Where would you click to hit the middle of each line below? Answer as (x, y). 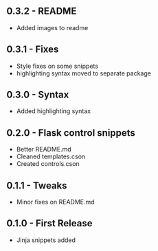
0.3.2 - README (42, 11)
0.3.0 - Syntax (38, 95)
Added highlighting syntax (53, 111)
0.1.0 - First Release (49, 223)
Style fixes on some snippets (57, 66)
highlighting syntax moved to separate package (84, 73)
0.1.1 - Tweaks (37, 186)
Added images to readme (52, 27)
